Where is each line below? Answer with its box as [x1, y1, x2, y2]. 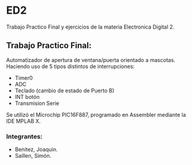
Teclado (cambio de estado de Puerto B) [14, 87, 114, 94]
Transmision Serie [14, 99, 60, 107]
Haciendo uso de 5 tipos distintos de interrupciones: [6, 63, 135, 70]
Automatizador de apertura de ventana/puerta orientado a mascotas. [6, 56, 176, 63]
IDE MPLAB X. [6, 117, 41, 124]
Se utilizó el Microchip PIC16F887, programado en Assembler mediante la [6, 111, 186, 118]
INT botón [14, 93, 40, 100]
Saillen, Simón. [14, 152, 52, 160]
